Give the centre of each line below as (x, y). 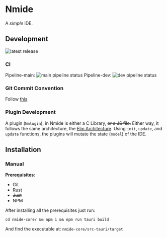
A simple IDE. (19, 23)
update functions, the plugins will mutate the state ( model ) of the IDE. (76, 134)
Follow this (16, 99)
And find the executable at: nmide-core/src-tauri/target (64, 229)
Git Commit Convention (34, 88)
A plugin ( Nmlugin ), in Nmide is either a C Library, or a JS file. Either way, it (82, 123)
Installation (23, 150)
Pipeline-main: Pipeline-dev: (58, 75)
